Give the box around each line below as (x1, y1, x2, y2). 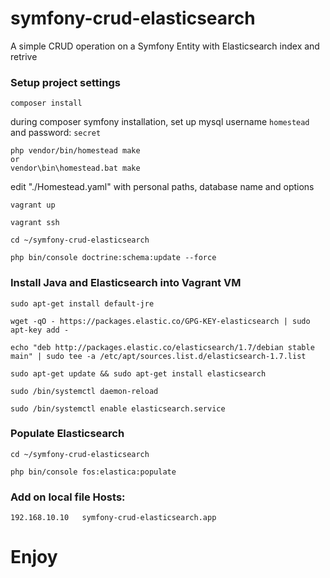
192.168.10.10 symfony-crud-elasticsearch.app (10, 513, 217, 523)
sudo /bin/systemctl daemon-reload (10, 386, 159, 396)
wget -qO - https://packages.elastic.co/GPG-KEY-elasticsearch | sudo (10, 316, 311, 326)
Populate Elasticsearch (10, 427, 125, 441)
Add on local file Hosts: (10, 490, 126, 504)
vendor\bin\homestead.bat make (10, 163, 141, 174)
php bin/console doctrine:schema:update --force (10, 253, 217, 263)
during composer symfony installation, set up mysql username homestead (10, 116, 310, 128)
